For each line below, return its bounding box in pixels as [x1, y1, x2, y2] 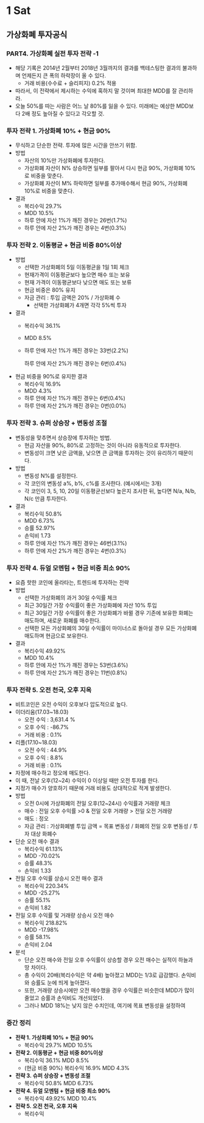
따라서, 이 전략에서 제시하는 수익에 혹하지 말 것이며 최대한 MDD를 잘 [15, 87, 177, 94]
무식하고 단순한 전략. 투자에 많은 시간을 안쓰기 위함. [15, 141, 137, 149]
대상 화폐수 [30, 830, 57, 838]
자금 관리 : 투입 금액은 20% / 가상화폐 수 [24, 294, 121, 302]
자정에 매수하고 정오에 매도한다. [15, 769, 90, 777]
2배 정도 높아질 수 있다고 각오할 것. [21, 110, 105, 117]
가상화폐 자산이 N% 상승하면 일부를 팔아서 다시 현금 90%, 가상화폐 [24, 165, 184, 172]
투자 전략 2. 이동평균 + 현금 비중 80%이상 [6, 241, 122, 250]
